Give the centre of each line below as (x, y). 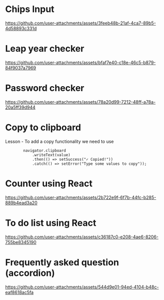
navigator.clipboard (45, 151)
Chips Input (30, 9)
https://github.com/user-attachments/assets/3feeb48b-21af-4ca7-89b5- (81, 23)
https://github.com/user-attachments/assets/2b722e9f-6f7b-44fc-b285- (81, 197)
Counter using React (49, 183)
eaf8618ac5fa (20, 292)
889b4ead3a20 (21, 203)
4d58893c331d (21, 28)
